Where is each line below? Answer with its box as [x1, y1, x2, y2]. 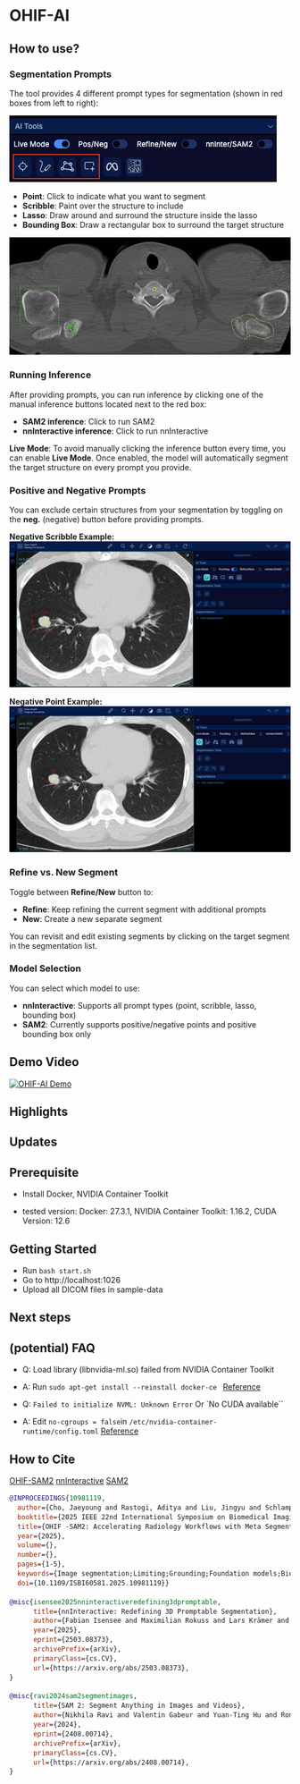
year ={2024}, [32, 1721, 82, 1729]
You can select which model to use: [9, 983, 140, 993]
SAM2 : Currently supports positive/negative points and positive [21, 1019, 257, 1029]
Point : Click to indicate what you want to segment [21, 190, 206, 201]
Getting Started [9, 1241, 97, 1256]
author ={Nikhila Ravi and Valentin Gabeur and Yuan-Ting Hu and [32, 1711, 278, 1720]
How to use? [9, 41, 80, 56]
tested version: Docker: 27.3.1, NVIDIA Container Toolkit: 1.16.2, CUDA [21, 1206, 277, 1217]
